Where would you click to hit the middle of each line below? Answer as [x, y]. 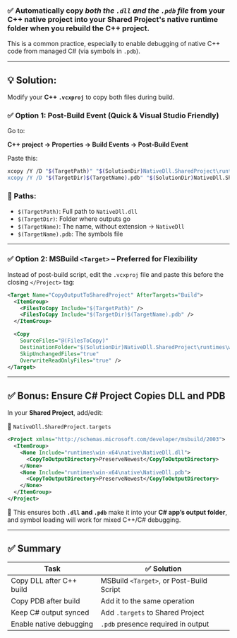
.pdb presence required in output [155, 624]
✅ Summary [34, 548]
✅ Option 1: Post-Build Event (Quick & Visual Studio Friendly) [113, 115]
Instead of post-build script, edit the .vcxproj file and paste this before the [116, 274]
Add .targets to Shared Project [152, 613]
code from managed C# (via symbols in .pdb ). [74, 51]
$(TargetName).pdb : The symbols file [70, 234]
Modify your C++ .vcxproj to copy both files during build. [91, 97]
